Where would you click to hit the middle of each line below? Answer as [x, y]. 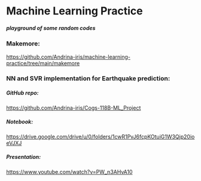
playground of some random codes [51, 28]
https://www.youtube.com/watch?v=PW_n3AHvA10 [69, 172]
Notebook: [20, 122]
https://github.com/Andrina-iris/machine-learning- [68, 57]
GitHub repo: [22, 93]
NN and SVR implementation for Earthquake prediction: [88, 79]
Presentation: [24, 156]
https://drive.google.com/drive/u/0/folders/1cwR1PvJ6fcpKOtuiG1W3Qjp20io [100, 137]
